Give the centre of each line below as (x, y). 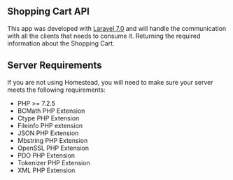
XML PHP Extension (46, 170)
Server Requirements (55, 65)
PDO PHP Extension (46, 155)
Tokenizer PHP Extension (54, 162)
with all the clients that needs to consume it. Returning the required (104, 36)
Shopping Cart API (48, 12)
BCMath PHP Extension (51, 111)
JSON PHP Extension (48, 133)
